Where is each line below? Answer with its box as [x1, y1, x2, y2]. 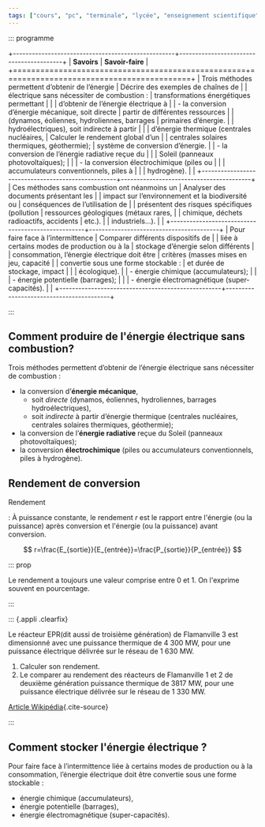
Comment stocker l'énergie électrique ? [8, 740, 207, 754]
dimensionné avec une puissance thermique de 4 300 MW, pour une [8, 638, 231, 648]
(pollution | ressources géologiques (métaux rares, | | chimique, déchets [8, 208, 243, 217]
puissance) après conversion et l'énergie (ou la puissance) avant [8, 522, 218, 531]
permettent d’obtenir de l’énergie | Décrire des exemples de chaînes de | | [8, 82, 248, 92]
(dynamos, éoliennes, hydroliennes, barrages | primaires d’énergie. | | [8, 115, 234, 125]
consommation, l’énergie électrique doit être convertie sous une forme [8, 770, 237, 780]
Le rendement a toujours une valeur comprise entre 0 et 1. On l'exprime [8, 575, 240, 585]
